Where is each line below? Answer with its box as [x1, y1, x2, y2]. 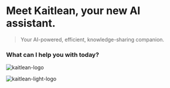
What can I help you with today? [6, 50, 100, 59]
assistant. [6, 16, 56, 30]
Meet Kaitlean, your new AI [6, 4, 141, 18]
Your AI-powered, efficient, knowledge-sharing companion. [20, 36, 165, 43]
